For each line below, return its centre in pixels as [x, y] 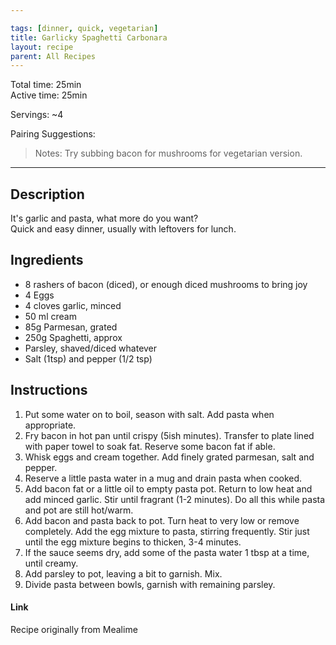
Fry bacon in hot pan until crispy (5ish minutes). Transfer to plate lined [169, 435]
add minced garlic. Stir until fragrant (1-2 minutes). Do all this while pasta [175, 499]
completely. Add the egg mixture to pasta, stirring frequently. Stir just [167, 531]
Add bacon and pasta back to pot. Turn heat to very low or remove [162, 520]
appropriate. [50, 425]
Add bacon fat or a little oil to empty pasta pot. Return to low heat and [168, 488]
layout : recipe [42, 47]
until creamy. [51, 563]
